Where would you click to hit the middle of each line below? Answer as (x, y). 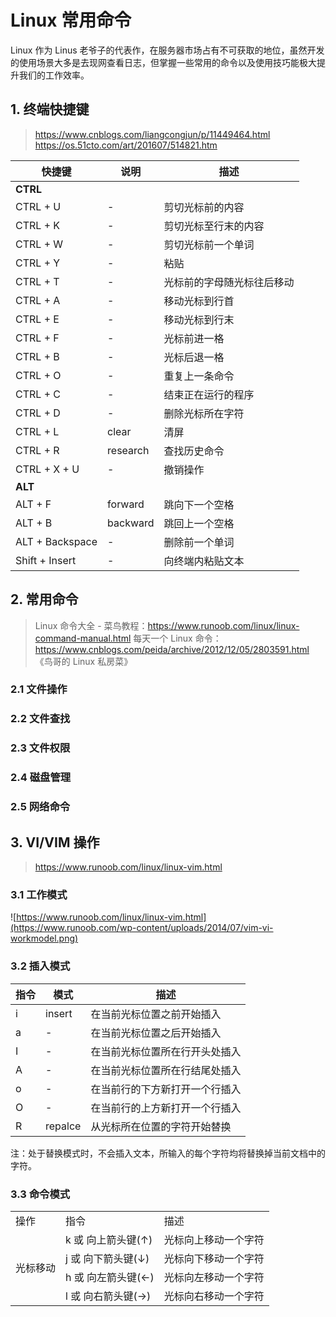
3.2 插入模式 (40, 966)
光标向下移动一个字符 (214, 1258)
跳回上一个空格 (199, 523)
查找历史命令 (194, 451)
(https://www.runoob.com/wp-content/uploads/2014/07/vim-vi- (142, 928)
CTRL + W (39, 244)
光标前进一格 (194, 338)
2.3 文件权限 (40, 748)
